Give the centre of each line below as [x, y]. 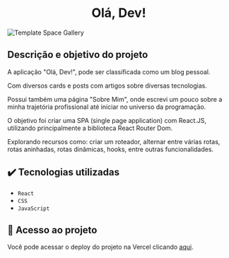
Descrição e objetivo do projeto [78, 55]
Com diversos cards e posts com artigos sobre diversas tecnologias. [107, 86]
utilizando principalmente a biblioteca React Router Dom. [90, 128]
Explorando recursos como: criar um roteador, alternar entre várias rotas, [114, 141]
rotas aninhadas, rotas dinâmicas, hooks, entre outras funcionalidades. [111, 149]
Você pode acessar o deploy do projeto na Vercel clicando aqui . [100, 247]
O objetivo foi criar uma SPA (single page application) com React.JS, [107, 120]
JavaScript [34, 209]
